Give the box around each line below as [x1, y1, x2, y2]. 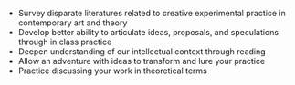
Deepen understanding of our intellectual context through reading [17, 46, 267, 57]
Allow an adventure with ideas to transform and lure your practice [17, 56, 266, 66]
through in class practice [17, 36, 112, 47]
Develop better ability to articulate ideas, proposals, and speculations [17, 27, 279, 37]
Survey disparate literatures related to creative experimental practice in [17, 8, 286, 18]
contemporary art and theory [17, 17, 128, 28]
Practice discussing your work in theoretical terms [17, 65, 207, 76]
